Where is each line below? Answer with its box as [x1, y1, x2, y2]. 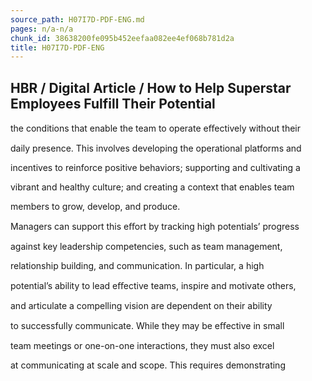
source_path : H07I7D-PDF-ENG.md [10, 14, 145, 25]
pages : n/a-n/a [10, 24, 74, 34]
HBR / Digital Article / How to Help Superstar [10, 79, 292, 96]
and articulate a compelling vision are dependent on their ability [10, 300, 273, 312]
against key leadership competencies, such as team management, [10, 241, 283, 253]
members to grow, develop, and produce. [10, 201, 181, 213]
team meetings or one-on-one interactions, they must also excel [10, 340, 275, 352]
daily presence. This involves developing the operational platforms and [10, 142, 302, 155]
